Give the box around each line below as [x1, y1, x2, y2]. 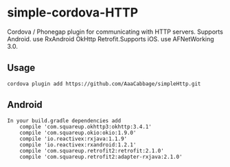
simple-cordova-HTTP [7, 5, 139, 21]
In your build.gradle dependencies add [7, 117, 122, 124]
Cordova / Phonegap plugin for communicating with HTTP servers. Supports [7, 27, 223, 36]
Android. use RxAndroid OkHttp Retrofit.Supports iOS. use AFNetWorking [7, 34, 214, 43]
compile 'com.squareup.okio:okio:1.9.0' [19, 129, 137, 136]
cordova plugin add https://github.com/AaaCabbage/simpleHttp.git [7, 80, 201, 87]
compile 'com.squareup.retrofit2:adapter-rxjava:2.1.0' [19, 153, 183, 160]
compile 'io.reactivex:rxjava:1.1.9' [19, 135, 128, 142]
